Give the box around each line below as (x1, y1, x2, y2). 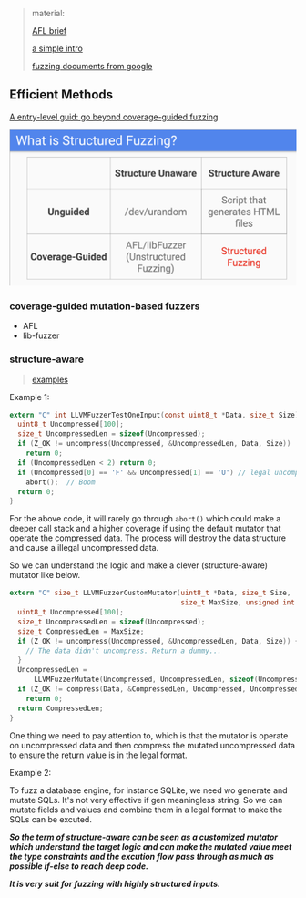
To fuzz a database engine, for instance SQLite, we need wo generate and (9, 784, 289, 796)
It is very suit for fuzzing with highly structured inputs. (9, 878, 221, 889)
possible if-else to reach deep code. (9, 861, 149, 872)
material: (31, 8, 66, 18)
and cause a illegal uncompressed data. (9, 542, 159, 553)
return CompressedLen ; (17, 704, 104, 713)
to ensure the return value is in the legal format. (9, 749, 189, 760)
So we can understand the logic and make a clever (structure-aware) (9, 560, 269, 571)
